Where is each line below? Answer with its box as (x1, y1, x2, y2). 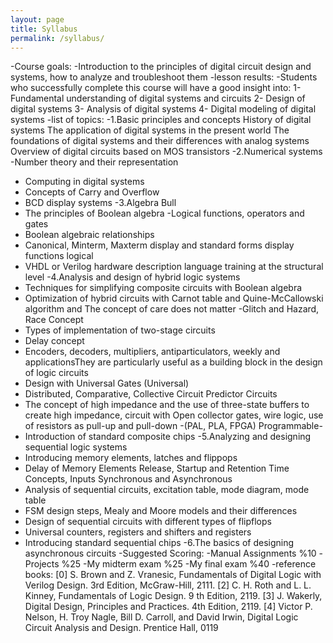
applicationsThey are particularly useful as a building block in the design (24, 356, 323, 368)
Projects (24, 558, 60, 570)
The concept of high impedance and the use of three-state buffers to (24, 399, 310, 411)
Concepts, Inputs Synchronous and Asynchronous (24, 473, 233, 485)
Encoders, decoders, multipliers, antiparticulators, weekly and (24, 346, 281, 358)
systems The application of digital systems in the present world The (10, 124, 290, 136)
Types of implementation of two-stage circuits (24, 324, 216, 336)
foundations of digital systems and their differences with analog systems (10, 135, 310, 147)
